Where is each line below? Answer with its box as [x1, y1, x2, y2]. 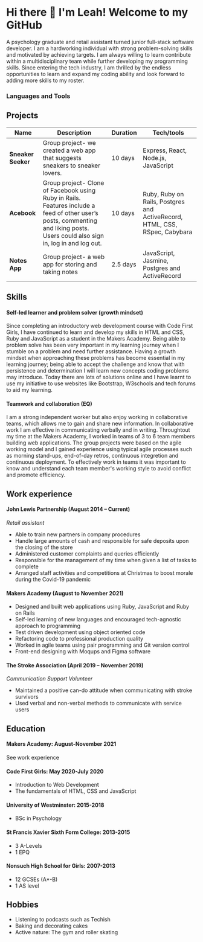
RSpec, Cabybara [143, 228, 193, 236]
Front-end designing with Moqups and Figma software [14, 648, 151, 655]
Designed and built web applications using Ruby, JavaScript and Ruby [14, 603, 189, 610]
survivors [14, 693, 39, 700]
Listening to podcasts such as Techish [14, 915, 111, 923]
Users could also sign [42, 231, 105, 240]
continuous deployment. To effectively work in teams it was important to [6, 458, 186, 466]
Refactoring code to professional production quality [14, 635, 144, 642]
